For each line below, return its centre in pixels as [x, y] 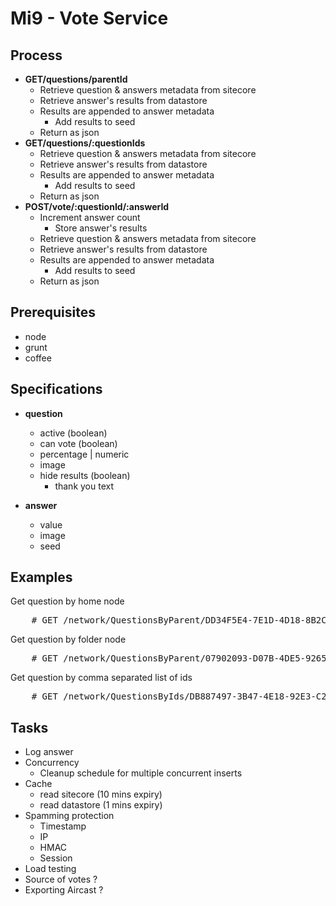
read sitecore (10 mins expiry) [101, 794]
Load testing [50, 869]
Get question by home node [67, 601]
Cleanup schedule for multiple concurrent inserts [141, 773]
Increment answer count [90, 217]
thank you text [84, 486]
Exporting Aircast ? [64, 890]
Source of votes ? [61, 879]
